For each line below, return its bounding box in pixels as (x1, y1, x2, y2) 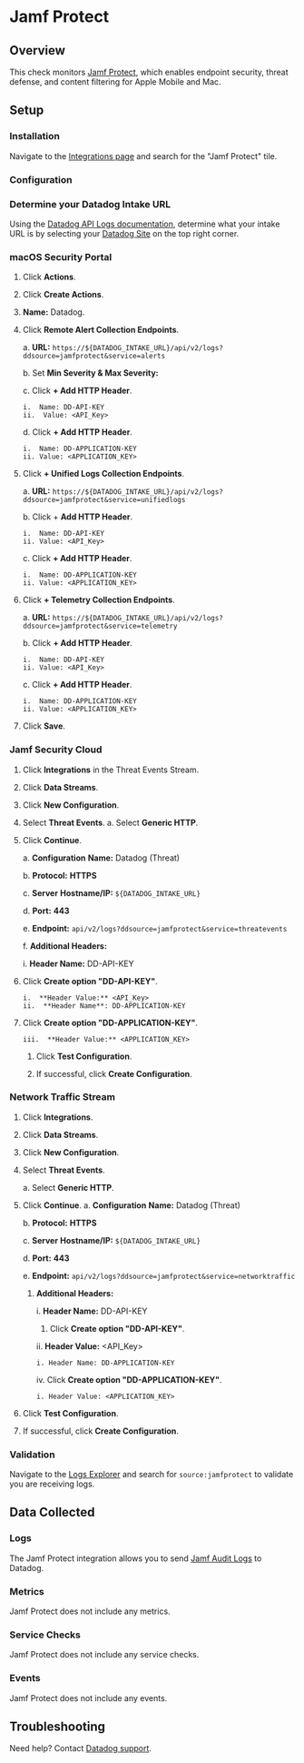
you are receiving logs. (9, 1478, 95, 1489)
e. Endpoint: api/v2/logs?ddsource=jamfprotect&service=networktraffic (22, 1270, 296, 1281)
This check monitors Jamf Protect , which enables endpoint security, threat (9, 66, 289, 77)
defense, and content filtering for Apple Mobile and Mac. (9, 76, 221, 87)
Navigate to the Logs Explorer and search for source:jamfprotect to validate (9, 1469, 294, 1480)
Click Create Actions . (22, 289, 104, 300)
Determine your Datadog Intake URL (9, 197, 171, 210)
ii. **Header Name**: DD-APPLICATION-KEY (22, 1001, 186, 1011)
